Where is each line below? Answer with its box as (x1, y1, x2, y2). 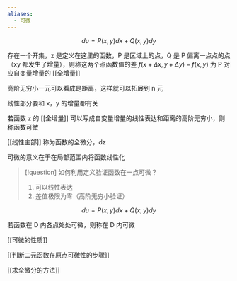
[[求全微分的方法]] (7, 265, 60, 274)
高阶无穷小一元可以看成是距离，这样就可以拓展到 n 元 (7, 84, 164, 92)
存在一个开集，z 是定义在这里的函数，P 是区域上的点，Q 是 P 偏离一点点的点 (7, 51, 231, 59)
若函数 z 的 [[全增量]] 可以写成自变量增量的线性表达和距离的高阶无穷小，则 (7, 114, 225, 122)
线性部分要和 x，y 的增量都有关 (7, 98, 99, 107)
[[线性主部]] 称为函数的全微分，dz (7, 137, 106, 146)
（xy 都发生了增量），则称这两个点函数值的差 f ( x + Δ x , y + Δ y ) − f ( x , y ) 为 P (7, 59, 223, 68)
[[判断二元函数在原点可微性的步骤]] (7, 251, 110, 259)
